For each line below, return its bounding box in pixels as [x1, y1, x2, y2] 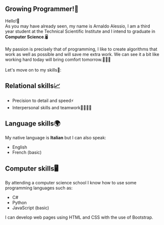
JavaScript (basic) [12, 205, 49, 211]
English [12, 144, 27, 150]
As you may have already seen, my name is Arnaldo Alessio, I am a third [5, 23, 150, 29]
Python [12, 200, 27, 206]
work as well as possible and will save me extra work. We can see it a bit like [5, 51, 160, 57]
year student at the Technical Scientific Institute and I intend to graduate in [5, 28, 156, 34]
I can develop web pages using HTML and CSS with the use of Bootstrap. [5, 214, 153, 221]
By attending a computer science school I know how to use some [5, 180, 137, 186]
